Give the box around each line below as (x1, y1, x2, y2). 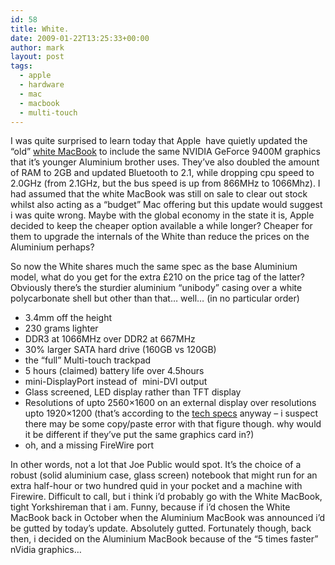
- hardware (19, 80, 65, 90)
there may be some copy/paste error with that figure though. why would (24, 418, 322, 430)
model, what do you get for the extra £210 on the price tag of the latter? (10, 271, 305, 283)
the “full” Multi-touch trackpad (24, 354, 152, 366)
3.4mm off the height (24, 312, 113, 324)
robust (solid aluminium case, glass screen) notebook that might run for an (10, 469, 318, 481)
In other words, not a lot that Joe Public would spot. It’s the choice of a (10, 459, 302, 471)
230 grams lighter (24, 322, 99, 335)
